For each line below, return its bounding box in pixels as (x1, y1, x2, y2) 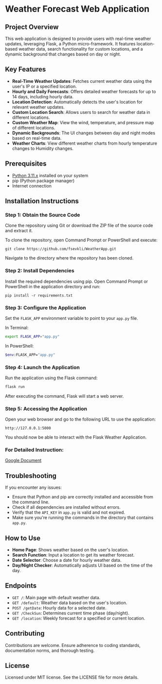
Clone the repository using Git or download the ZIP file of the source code (5, 222, 153, 228)
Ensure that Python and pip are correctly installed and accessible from (12, 494, 153, 500)
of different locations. (12, 125, 55, 130)
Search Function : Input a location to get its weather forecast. (12, 552, 135, 558)
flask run (5, 384, 25, 389)
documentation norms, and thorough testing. (5, 647, 95, 653)
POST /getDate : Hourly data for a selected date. (12, 605, 107, 610)
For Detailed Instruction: (5, 446, 64, 453)
